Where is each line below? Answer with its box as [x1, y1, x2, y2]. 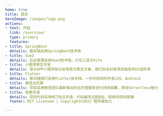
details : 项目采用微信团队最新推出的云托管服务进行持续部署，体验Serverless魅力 [9, 85, 159, 90]
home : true [5, 7, 28, 12]
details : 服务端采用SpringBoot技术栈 [9, 48, 81, 53]
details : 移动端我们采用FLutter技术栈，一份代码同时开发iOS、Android [9, 76, 141, 81]
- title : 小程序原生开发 [5, 62, 51, 67]
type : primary [9, 35, 39, 40]
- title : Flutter [5, 72, 41, 77]
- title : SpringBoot [5, 44, 48, 49]
